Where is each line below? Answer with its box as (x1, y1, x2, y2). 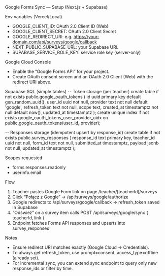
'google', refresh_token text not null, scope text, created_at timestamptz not (5, 104, 159, 110)
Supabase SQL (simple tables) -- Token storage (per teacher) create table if (5, 89, 159, 94)
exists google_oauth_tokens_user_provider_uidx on (5, 115, 108, 120)
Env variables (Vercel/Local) (5, 14, 63, 19)
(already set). (12, 255, 40, 261)
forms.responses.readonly (12, 165, 66, 170)
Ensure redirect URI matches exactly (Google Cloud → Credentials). (12, 244, 149, 250)
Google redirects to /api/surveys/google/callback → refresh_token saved (12, 199, 160, 205)
